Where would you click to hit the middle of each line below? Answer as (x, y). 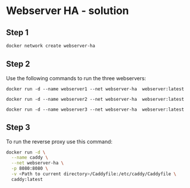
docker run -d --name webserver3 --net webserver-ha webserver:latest (95, 110)
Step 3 (18, 127)
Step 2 (18, 64)
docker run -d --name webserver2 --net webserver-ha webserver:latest (95, 99)
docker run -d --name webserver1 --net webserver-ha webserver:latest (95, 89)
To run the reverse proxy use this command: (59, 141)
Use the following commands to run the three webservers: (76, 78)
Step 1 (18, 33)
